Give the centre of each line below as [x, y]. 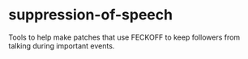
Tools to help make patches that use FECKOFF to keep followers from [124, 37]
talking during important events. [62, 45]
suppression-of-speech [90, 15]
